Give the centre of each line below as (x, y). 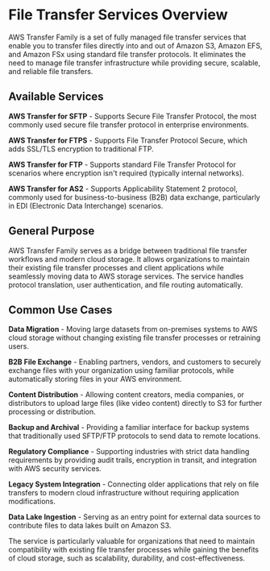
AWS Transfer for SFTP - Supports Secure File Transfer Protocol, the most (133, 116)
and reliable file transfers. (51, 71)
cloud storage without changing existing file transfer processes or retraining (135, 338)
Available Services (56, 97)
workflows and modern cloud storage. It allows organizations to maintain (129, 259)
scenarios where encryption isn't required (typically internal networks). (126, 173)
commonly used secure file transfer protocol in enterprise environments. (129, 124)
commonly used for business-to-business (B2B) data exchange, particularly (134, 197)
